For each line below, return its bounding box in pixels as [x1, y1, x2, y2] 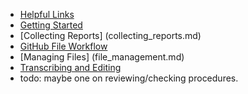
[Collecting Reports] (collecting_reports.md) [19, 30, 202, 41]
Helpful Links [19, 9, 75, 20]
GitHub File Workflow [19, 40, 108, 52]
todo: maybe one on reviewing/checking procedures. [19, 72, 239, 84]
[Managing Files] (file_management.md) [19, 51, 185, 63]
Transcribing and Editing [19, 62, 122, 73]
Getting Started [19, 19, 83, 31]
